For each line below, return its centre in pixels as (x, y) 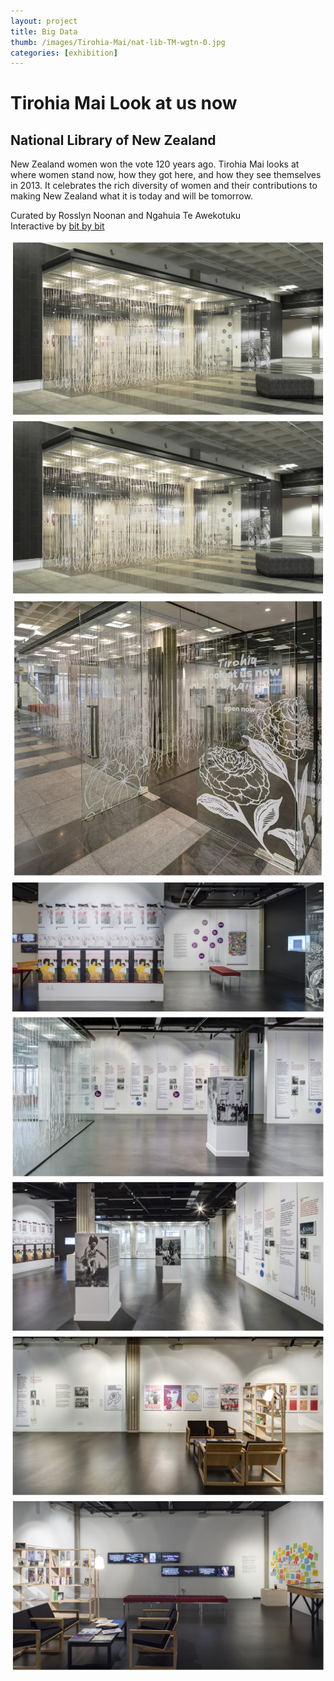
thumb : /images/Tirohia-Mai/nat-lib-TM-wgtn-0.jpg (118, 42)
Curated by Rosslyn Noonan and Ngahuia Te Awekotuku (126, 216)
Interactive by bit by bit (57, 226)
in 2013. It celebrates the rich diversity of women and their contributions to (164, 186)
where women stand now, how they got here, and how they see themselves (166, 175)
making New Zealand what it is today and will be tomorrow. (131, 196)
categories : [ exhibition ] (64, 53)
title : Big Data (44, 31)
